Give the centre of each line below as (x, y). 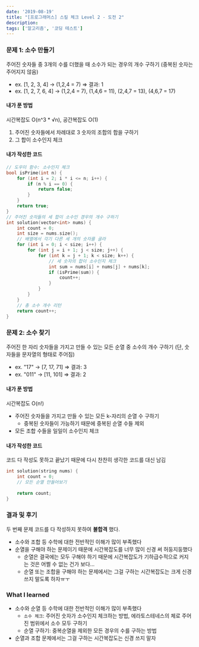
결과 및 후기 (22, 515)
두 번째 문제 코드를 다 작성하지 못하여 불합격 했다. (63, 529)
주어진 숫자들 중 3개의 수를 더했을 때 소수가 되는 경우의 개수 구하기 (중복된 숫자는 (99, 64)
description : (22, 23)
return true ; (33, 206)
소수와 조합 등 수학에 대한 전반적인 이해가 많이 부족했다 (78, 542)
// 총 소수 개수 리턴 (39, 305)
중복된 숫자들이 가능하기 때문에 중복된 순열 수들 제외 (84, 423)
